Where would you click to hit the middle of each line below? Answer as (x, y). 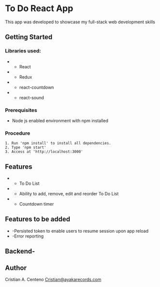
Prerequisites (21, 110)
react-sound (32, 97)
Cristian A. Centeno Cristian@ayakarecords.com (53, 280)
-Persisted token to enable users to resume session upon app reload (80, 231)
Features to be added (38, 219)
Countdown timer (36, 204)
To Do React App (39, 8)
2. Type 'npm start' (26, 148)
